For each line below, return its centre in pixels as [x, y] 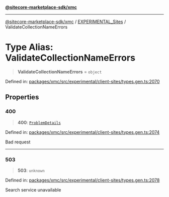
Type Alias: [29, 47]
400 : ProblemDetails [39, 122]
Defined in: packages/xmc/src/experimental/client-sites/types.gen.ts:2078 [82, 180]
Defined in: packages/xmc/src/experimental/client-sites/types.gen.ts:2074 [82, 132]
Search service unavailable [33, 189]
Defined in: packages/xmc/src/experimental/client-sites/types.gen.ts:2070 [82, 81]
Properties [22, 97]
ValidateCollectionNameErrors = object [60, 72]
